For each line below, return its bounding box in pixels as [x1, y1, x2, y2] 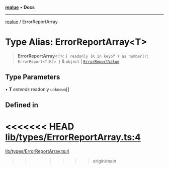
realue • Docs [5, 5, 35, 10]
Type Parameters [5, 73, 60, 81]
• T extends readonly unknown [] [5, 86, 69, 92]
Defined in [5, 101, 39, 110]
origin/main [93, 158, 117, 164]
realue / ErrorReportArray [5, 19, 58, 25]
